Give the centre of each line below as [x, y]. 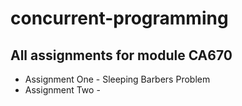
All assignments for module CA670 [121, 55]
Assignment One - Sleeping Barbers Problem [117, 79]
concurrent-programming [119, 18]
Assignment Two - [62, 90]
